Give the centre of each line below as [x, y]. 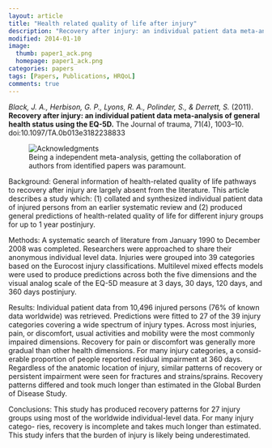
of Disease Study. [38, 393]
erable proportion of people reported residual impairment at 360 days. [125, 359]
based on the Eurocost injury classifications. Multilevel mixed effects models [136, 266]
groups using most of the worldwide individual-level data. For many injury [131, 417]
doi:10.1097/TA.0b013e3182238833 [67, 132]
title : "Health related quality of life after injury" [103, 23]
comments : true [34, 83]
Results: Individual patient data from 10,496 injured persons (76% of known [134, 307]
